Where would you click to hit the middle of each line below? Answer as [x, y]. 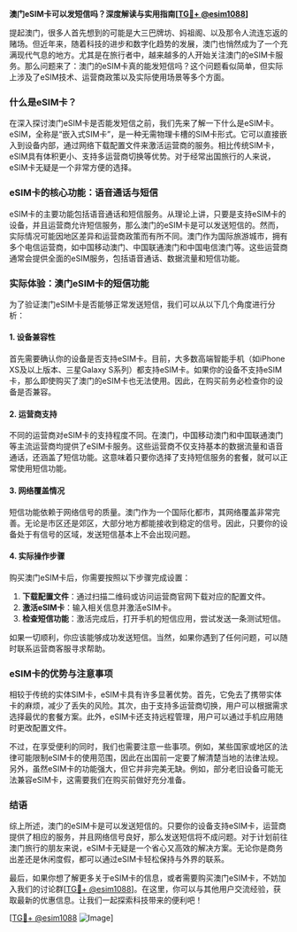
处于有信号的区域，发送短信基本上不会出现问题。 [106, 534]
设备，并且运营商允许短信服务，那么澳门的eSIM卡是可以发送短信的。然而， [146, 224]
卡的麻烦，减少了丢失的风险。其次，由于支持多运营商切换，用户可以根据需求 [148, 705]
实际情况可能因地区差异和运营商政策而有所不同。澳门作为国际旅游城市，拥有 [148, 236]
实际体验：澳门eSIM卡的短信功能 [79, 283]
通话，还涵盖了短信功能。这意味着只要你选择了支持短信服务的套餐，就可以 [145, 458]
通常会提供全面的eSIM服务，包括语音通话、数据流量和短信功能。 [127, 258]
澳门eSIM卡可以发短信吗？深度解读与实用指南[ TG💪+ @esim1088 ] [129, 14]
